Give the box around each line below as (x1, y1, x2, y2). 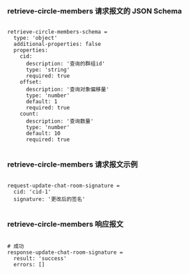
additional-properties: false (13, 40, 101, 48)
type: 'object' (13, 35, 58, 42)
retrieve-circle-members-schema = (7, 29, 108, 36)
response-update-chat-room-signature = (7, 249, 123, 256)
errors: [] (13, 261, 45, 268)
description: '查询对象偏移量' (25, 86, 109, 93)
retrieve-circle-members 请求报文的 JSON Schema (7, 6, 183, 15)
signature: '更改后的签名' (13, 195, 86, 203)
